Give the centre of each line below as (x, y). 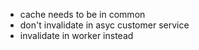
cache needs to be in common (82, 14)
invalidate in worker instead (76, 35)
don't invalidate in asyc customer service (104, 25)
